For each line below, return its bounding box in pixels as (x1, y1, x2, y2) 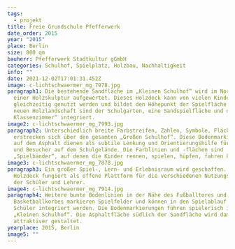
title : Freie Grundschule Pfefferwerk (7, 23, 120, 30)
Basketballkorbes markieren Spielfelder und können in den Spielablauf (13, 198, 227, 206)
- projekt (13, 17, 42, 24)
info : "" (7, 68, 33, 75)
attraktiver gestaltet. (13, 218, 83, 225)
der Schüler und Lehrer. (13, 179, 86, 186)
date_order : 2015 (7, 29, 58, 37)
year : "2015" (7, 36, 45, 43)
